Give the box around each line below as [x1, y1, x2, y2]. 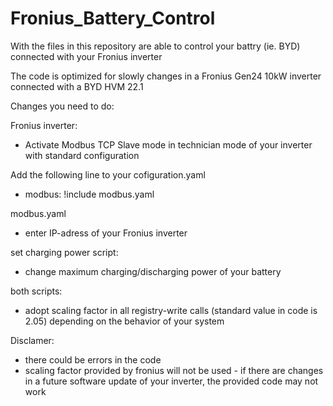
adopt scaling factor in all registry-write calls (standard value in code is [24, 304, 318, 316]
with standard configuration [24, 149, 140, 161]
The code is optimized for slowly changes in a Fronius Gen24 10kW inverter [10, 70, 322, 82]
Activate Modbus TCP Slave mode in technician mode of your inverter [24, 138, 313, 151]
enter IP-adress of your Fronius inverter [24, 227, 188, 239]
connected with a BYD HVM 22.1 [10, 80, 144, 92]
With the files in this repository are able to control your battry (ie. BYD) [10, 40, 301, 52]
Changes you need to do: [10, 100, 115, 112]
